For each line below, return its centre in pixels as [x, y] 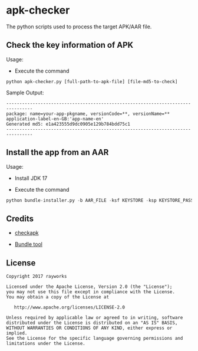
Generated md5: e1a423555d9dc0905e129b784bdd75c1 [68, 124]
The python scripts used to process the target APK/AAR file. [79, 27]
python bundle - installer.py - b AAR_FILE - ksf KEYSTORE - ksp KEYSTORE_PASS [100, 200]
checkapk [27, 233]
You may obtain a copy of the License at [58, 297]
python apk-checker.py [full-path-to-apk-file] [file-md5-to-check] [92, 81]
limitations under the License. [46, 344]
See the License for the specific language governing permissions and [95, 339]
